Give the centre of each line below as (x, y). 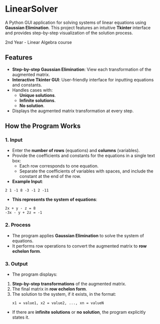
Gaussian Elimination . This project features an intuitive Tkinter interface (78, 27)
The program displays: (35, 274)
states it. (21, 317)
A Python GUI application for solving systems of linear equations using (76, 22)
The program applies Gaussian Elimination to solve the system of (78, 235)
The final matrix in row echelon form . (50, 289)
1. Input (14, 140)
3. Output (17, 264)
